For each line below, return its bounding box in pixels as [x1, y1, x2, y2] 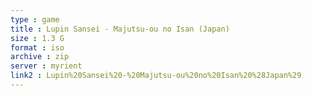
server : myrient [10, 61, 83, 71]
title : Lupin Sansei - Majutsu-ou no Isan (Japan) [10, 24, 230, 34]
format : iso [10, 42, 65, 53]
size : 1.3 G [10, 33, 65, 43]
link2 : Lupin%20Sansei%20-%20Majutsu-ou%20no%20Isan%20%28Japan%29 [10, 71, 302, 81]
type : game [10, 14, 60, 25]
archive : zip [10, 52, 70, 62]
